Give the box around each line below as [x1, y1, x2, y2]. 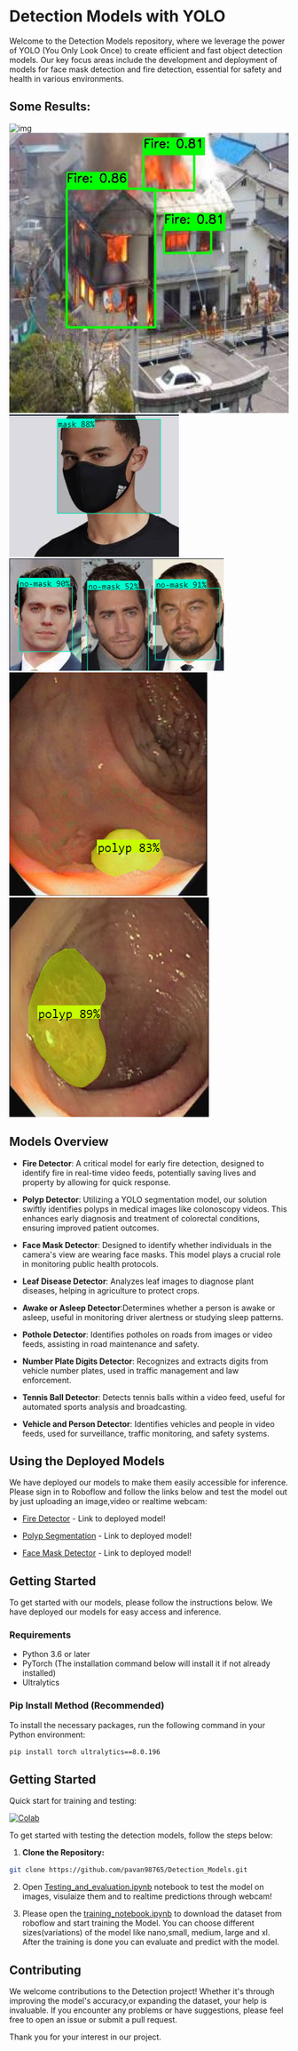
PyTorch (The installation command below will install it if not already [21, 1658, 271, 1669]
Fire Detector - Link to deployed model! [21, 1513, 166, 1524]
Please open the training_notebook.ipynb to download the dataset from [21, 1909, 282, 1919]
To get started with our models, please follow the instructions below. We [9, 1598, 273, 1608]
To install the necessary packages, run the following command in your [9, 1719, 266, 1730]
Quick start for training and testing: [9, 1796, 137, 1807]
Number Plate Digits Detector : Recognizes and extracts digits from [21, 1356, 269, 1366]
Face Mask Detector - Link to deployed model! [21, 1548, 192, 1558]
